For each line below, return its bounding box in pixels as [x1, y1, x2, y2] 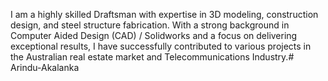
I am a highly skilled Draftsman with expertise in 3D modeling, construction [10, 9, 319, 20]
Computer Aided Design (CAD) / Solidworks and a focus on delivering [10, 30, 298, 41]
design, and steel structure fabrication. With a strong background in [10, 19, 290, 31]
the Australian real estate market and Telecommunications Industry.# [10, 51, 295, 63]
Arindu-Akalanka [10, 62, 80, 73]
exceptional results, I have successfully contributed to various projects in [10, 40, 312, 52]
